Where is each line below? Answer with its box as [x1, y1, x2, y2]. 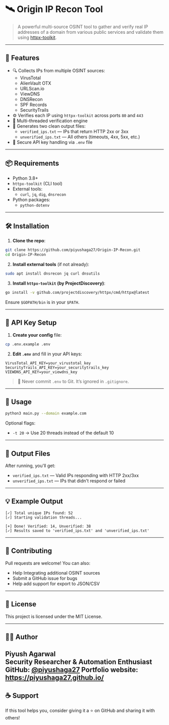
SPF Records [20, 101, 47, 108]
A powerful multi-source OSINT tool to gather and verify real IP [17, 23, 148, 30]
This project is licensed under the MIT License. [5, 613, 103, 619]
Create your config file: [12, 332, 62, 338]
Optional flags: [5, 420, 36, 426]
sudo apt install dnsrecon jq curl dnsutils [5, 271, 100, 276]
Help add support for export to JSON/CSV [12, 581, 100, 587]
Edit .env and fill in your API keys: [12, 351, 82, 357]
